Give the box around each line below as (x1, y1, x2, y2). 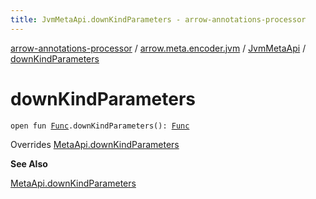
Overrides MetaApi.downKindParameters (10, 138, 180, 150)
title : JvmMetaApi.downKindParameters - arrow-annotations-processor (10, 14, 307, 25)
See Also (10, 157, 48, 170)
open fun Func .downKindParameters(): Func (10, 121, 190, 131)
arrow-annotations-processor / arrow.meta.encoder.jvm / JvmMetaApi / (10, 42, 307, 54)
